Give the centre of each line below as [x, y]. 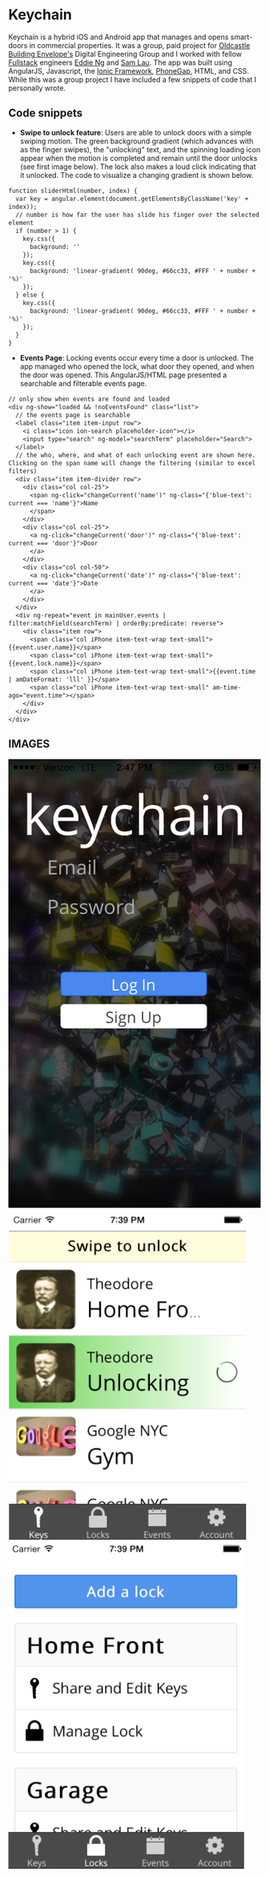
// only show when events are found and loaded [89, 399]
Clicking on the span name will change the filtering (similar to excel [132, 463]
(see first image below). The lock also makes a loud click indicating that [138, 167]
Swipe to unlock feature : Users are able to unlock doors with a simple [136, 132]
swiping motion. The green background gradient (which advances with [137, 141]
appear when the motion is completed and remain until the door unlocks [139, 158]
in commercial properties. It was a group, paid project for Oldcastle [140, 45]
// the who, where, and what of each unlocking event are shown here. [136, 455]
